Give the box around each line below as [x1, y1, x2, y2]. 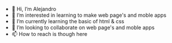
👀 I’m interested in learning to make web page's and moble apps [11, 12, 167, 19]
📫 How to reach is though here [11, 31, 88, 37]
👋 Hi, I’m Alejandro [11, 6, 57, 12]
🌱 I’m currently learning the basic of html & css [11, 18, 125, 24]
